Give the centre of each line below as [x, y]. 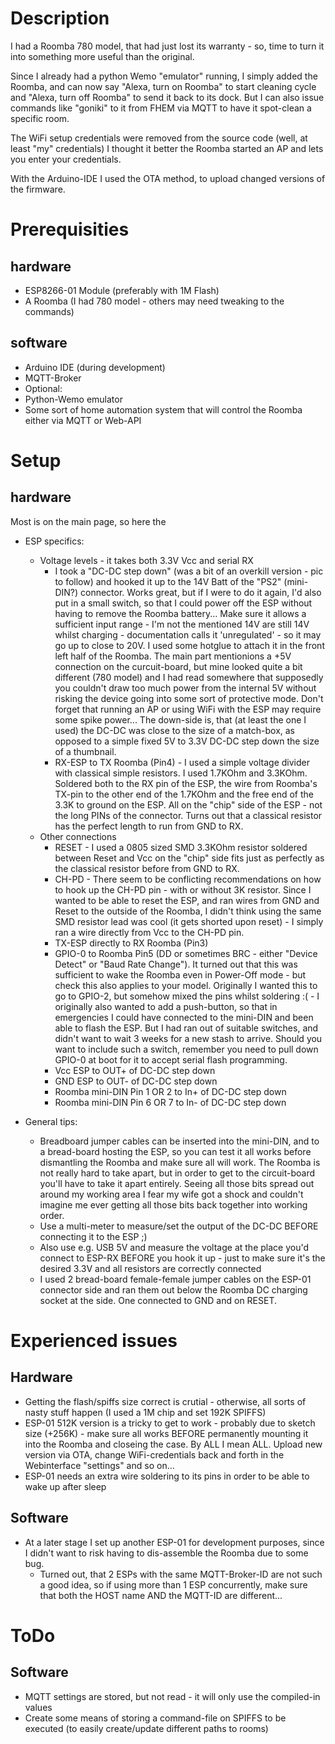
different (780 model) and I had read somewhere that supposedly [189, 677]
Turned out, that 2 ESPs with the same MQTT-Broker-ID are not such [181, 1574]
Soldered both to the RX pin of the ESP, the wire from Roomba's [186, 783]
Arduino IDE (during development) [95, 367]
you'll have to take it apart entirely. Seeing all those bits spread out [177, 1183]
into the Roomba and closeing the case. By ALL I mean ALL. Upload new [173, 1444]
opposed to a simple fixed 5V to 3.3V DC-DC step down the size [187, 741]
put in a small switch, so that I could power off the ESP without [183, 603]
